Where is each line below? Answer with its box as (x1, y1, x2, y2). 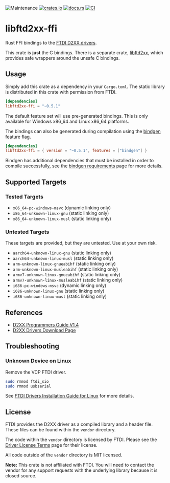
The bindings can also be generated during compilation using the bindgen (5, 128, 161, 134)
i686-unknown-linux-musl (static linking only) (12, 293, 107, 299)
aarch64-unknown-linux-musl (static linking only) (12, 255, 114, 261)
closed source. (5, 473, 37, 479)
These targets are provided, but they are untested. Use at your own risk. (5, 240, 157, 246)
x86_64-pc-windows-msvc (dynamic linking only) (12, 205, 111, 211)
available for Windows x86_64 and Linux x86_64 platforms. (5, 118, 129, 124)
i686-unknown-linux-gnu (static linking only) (12, 288, 105, 294)
